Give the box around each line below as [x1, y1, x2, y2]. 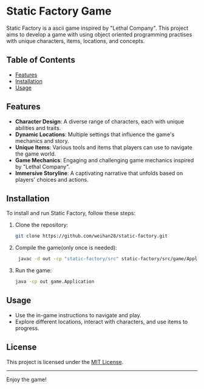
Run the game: [15, 267, 52, 274]
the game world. [15, 150, 56, 157]
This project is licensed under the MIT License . [6, 358, 124, 365]
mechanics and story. [15, 137, 69, 144]
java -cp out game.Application [15, 278, 95, 285]
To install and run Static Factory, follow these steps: [6, 210, 135, 217]
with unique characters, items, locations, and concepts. [6, 37, 145, 44]
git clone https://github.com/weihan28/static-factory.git [15, 233, 168, 239]
